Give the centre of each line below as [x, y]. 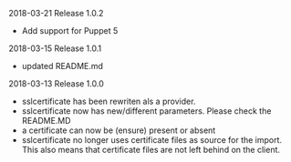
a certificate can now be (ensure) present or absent [119, 130]
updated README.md [62, 66]
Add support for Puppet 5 [70, 30]
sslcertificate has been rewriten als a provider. [109, 101]
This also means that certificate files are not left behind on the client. [151, 150]
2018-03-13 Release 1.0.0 [56, 84]
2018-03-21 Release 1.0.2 [56, 13]
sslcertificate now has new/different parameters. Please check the [146, 111]
